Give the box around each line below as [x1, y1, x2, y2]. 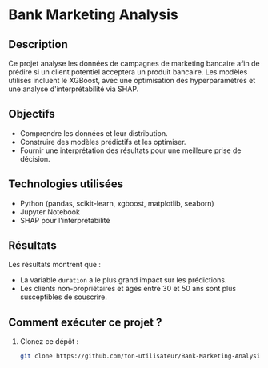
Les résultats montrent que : [8, 260, 102, 270]
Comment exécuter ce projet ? [8, 315, 162, 329]
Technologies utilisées [8, 178, 124, 191]
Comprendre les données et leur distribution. [19, 128, 168, 138]
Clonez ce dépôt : [19, 337, 79, 346]
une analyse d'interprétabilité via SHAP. [8, 84, 139, 94]
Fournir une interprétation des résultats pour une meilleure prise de [19, 146, 242, 155]
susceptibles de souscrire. [19, 292, 108, 302]
